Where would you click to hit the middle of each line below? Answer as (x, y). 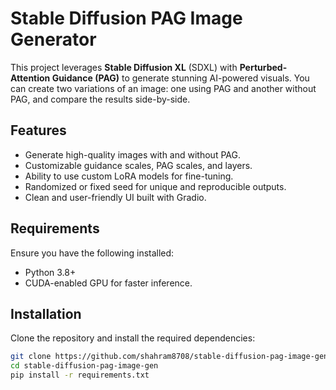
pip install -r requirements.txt (80, 375)
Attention (30, 78)
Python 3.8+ (50, 272)
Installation (46, 313)
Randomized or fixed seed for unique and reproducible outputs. (155, 186)
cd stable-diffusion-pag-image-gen (84, 366)
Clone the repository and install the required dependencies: (133, 338)
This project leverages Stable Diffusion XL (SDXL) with (124, 67)
